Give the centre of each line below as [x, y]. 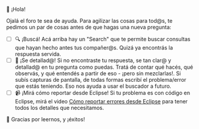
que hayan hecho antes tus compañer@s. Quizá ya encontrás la [94, 47]
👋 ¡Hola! [16, 9]
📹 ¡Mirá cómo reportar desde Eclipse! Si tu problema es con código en [102, 93]
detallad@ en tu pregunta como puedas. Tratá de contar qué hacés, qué [104, 67]
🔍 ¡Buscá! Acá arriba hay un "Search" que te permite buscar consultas [102, 39]
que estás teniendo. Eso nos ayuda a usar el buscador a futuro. [93, 86]
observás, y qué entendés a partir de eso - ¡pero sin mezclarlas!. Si [98, 73]
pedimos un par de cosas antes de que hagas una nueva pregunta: [89, 27]
